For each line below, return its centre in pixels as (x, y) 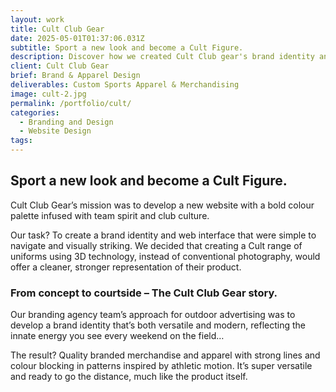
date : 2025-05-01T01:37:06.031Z (77, 38)
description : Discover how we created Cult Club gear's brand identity (162, 57)
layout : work (37, 19)
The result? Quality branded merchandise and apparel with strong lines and (165, 355)
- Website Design (55, 131)
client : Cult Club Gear (60, 66)
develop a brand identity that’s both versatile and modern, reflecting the (158, 325)
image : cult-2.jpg (48, 94)
